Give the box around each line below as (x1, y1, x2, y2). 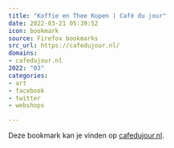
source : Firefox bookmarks (8, 34, 99, 43)
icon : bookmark (8, 27, 59, 35)
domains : (8, 49, 38, 57)
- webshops (8, 101, 45, 109)
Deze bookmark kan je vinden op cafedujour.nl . (8, 130, 164, 141)
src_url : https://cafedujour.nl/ (8, 42, 120, 50)
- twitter (8, 94, 42, 102)
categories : (8, 72, 48, 80)
